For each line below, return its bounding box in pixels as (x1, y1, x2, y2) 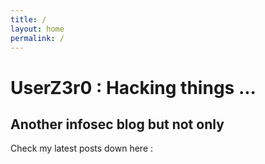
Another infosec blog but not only (10, 116, 225, 133)
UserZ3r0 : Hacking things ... (10, 76, 257, 99)
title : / (10, 14, 47, 25)
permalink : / (10, 33, 65, 43)
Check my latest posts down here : (10, 142, 154, 155)
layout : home (10, 24, 65, 34)
